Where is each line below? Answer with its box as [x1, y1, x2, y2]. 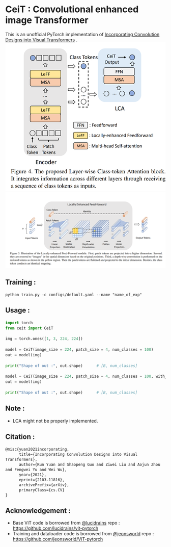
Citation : [5, 432, 35, 441]
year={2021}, [18, 472, 47, 477]
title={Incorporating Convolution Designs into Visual [18, 452, 138, 457]
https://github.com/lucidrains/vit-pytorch [12, 525, 99, 531]
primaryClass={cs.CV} [18, 487, 65, 492]
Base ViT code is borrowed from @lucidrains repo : [12, 520, 120, 526]
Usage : [5, 306, 31, 315]
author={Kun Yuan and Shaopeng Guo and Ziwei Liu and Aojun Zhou [18, 462, 160, 467]
